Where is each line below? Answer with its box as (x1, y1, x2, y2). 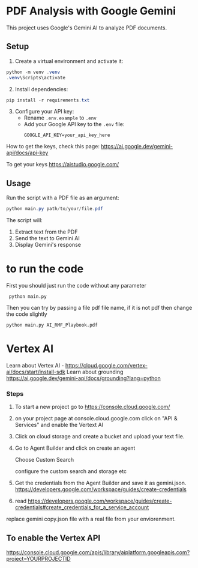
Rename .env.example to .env (23, 114, 97, 121)
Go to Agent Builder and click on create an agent (14, 444, 136, 452)
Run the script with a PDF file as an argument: (6, 194, 119, 202)
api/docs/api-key (6, 149, 49, 157)
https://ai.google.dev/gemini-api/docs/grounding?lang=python (6, 374, 161, 382)
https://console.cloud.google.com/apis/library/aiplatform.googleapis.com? (6, 549, 190, 556)
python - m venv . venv (6, 69, 61, 75)
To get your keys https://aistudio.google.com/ (6, 161, 119, 168)
